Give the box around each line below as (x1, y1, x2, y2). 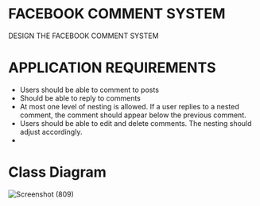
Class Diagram (8, 163, 107, 181)
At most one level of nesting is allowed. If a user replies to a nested (19, 101, 240, 111)
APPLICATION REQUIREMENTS (8, 59, 216, 77)
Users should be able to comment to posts (19, 85, 159, 94)
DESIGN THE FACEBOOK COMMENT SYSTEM (8, 31, 159, 40)
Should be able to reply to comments (19, 93, 142, 103)
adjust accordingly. (19, 127, 83, 136)
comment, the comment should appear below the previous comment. (19, 110, 246, 120)
